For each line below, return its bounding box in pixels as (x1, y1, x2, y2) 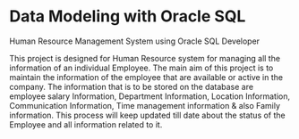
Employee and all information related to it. (9, 119, 163, 130)
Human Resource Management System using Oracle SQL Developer (9, 36, 261, 46)
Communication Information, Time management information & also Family (9, 100, 280, 110)
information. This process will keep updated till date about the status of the (9, 110, 286, 120)
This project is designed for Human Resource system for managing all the (9, 53, 280, 63)
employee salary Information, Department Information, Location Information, (9, 91, 291, 102)
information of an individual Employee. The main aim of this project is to (9, 62, 274, 73)
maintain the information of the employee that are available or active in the (9, 71, 284, 82)
